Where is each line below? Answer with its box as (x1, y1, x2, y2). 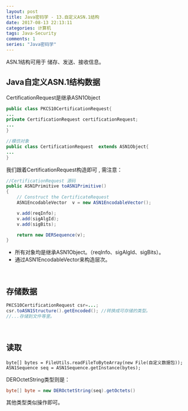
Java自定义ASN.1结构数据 (6, 77, 100, 87)
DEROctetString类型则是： (6, 376, 70, 383)
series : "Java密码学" (6, 42, 57, 48)
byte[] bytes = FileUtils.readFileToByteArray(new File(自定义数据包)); (6, 360, 183, 366)
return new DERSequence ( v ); (17, 232, 85, 238)
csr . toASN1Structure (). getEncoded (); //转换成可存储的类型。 (6, 308, 151, 314)
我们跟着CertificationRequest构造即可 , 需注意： (6, 166, 123, 173)
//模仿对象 (6, 138, 29, 144)
